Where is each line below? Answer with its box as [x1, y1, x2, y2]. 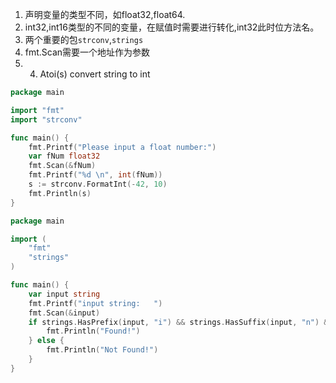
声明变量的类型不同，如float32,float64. [24, 9, 186, 20]
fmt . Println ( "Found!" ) [46, 326, 141, 337]
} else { [28, 336, 65, 346]
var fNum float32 [28, 151, 101, 162]
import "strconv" [10, 114, 83, 125]
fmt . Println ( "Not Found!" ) [46, 345, 159, 355]
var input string [28, 289, 101, 299]
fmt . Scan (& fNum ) [28, 161, 97, 171]
